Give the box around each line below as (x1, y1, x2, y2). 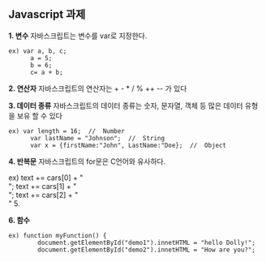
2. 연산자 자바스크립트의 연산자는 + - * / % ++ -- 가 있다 (8, 84, 187, 93)
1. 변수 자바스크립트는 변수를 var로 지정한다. (8, 31, 148, 41)
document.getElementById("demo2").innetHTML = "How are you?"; (37, 246, 255, 254)
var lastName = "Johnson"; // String (29, 134, 165, 142)
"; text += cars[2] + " (8, 190, 79, 200)
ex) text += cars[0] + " (8, 173, 84, 183)
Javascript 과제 (8, 7, 86, 22)
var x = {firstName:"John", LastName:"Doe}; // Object (29, 141, 227, 149)
